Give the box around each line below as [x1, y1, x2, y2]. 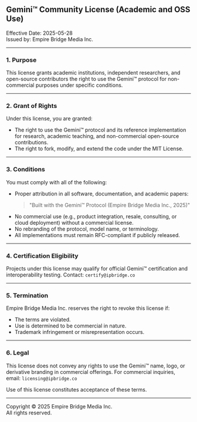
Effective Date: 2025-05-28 [6, 29, 73, 36]
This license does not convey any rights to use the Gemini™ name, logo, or [6, 362, 186, 369]
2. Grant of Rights [6, 102, 57, 110]
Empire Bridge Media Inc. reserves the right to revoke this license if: [6, 305, 170, 312]
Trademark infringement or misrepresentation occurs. [14, 329, 145, 336]
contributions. [14, 139, 49, 146]
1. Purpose [6, 56, 37, 64]
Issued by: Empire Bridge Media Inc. [6, 35, 94, 43]
